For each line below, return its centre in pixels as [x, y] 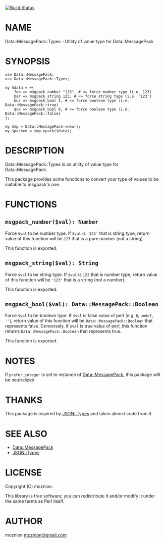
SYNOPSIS [28, 61]
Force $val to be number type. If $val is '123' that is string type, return [78, 233]
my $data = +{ [20, 87]
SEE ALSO [26, 434]
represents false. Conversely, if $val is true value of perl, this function [76, 326]
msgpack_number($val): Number [52, 222]
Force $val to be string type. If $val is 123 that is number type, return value [81, 274]
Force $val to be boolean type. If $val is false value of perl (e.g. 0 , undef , [79, 316]
